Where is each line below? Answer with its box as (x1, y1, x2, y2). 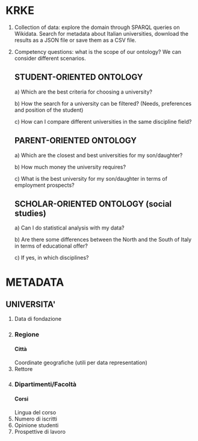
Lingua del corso (14, 408, 57, 416)
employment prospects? (14, 181, 75, 188)
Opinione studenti (14, 421, 59, 429)
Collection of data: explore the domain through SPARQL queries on (14, 24, 180, 31)
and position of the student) (14, 106, 84, 114)
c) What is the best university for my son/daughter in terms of (14, 175, 168, 182)
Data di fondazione (14, 315, 61, 323)
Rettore (14, 365, 33, 372)
